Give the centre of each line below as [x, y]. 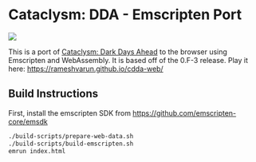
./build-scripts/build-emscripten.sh [71, 144]
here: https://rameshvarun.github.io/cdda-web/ [86, 69]
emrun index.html [37, 151]
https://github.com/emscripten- [185, 113]
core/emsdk [28, 121]
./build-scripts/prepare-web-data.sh [71, 136]
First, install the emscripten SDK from [70, 113]
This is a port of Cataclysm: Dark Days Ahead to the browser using [118, 51]
